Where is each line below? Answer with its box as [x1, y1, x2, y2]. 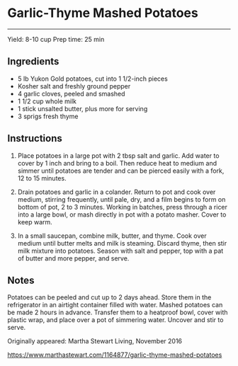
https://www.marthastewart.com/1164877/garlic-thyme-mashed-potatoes [7, 350, 222, 359]
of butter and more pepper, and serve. [17, 253, 130, 263]
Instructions [7, 132, 62, 144]
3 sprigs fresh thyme [17, 112, 79, 120]
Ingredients [7, 55, 59, 68]
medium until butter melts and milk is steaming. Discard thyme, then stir [17, 239, 227, 247]
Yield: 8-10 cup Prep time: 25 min [7, 35, 105, 43]
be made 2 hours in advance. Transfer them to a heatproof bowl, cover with [7, 308, 228, 316]
